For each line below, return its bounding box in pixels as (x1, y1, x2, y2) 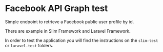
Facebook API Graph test (5, 3, 108, 14)
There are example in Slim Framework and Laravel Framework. (5, 28, 131, 34)
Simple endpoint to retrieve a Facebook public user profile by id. (5, 19, 134, 25)
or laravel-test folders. (5, 42, 54, 48)
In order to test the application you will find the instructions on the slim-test (5, 37, 159, 43)
